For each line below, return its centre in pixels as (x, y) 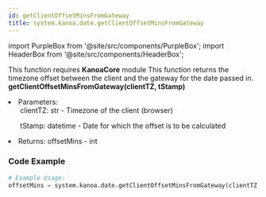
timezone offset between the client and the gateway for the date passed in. (131, 78)
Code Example (37, 161)
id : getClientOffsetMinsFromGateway (69, 15)
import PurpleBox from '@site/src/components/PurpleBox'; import (116, 45)
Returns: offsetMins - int (58, 141)
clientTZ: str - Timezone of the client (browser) (96, 110)
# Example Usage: (37, 178)
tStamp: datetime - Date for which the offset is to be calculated (123, 126)
